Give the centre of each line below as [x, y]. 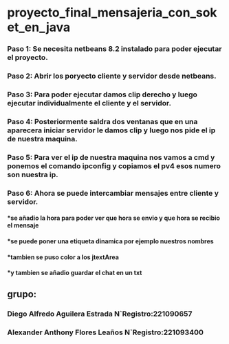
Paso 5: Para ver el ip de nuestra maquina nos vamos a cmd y [111, 157]
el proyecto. [28, 58]
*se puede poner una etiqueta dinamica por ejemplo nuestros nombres [111, 241]
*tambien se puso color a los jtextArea [63, 257]
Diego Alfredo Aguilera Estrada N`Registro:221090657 [100, 314]
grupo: [22, 294]
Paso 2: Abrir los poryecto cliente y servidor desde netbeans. [112, 76]
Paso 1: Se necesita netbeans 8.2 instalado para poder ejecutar [115, 49]
